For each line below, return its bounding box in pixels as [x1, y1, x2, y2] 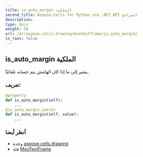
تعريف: [5, 81, 21, 88]
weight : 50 [5, 27, 29, 32]
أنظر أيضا [5, 129, 26, 136]
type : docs [5, 21, 29, 27]
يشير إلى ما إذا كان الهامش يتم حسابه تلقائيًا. [5, 69, 89, 75]
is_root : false [5, 36, 38, 41]
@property [5, 93, 27, 98]
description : [5, 17, 33, 22]
